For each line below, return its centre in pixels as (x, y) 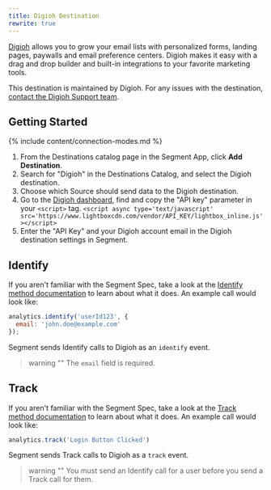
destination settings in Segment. (74, 240)
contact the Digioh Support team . (64, 96)
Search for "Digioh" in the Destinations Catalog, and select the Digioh (136, 174)
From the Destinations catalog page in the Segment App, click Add (131, 157)
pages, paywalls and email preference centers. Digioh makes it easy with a (133, 55)
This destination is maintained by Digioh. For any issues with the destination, (135, 88)
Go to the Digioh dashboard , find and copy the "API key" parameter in (136, 200)
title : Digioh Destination (54, 16)
